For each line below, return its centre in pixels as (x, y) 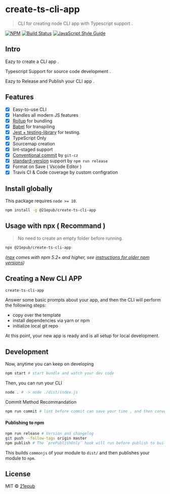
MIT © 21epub (20, 486)
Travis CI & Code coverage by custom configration (65, 172)
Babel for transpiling (34, 126)
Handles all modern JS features (45, 115)
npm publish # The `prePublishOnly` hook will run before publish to (80, 443)
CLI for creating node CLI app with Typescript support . (75, 23)
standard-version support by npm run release (60, 161)
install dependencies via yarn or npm (51, 320)
